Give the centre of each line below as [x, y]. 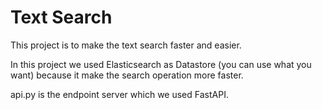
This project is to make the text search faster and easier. [126, 45]
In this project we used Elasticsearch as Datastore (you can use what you [161, 64]
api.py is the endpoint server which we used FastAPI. [119, 94]
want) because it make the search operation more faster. [127, 75]
